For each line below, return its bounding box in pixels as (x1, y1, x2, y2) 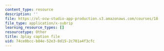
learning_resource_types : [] (5, 25, 64, 30)
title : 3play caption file (5, 34, 60, 39)
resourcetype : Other (5, 30, 47, 34)
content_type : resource (5, 7, 54, 12)
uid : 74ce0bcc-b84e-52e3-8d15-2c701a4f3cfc (5, 39, 95, 44)
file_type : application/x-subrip (5, 20, 73, 26)
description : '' (5, 12, 38, 17)
